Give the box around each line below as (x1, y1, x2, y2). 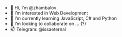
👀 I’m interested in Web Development (10, 10, 88, 16)
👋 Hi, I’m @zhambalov (10, 5, 57, 10)
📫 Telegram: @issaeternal (10, 26, 66, 32)
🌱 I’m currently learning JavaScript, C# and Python (10, 15, 117, 21)
